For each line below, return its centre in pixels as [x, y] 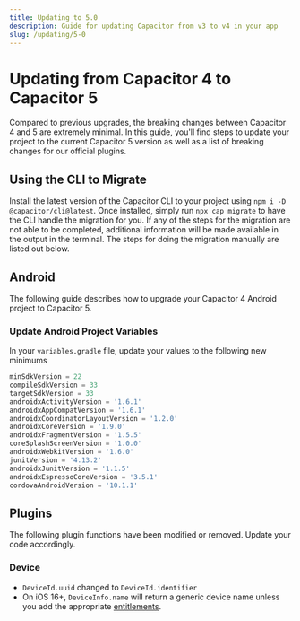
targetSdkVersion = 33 [51, 393]
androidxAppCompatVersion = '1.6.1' [77, 410]
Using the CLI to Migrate [78, 179]
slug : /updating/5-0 [48, 34]
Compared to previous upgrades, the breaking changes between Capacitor [148, 123]
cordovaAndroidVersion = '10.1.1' [74, 485]
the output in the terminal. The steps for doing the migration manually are [144, 240]
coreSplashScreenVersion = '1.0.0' [76, 444]
